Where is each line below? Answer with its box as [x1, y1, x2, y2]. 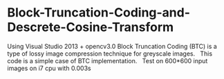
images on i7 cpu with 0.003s [7, 64, 91, 72]
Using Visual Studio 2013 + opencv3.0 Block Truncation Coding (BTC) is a [7, 42, 218, 50]
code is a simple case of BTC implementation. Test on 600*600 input [7, 56, 208, 65]
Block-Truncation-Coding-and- [7, 5, 191, 21]
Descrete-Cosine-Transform [7, 19, 174, 35]
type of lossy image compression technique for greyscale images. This [7, 49, 213, 58]
